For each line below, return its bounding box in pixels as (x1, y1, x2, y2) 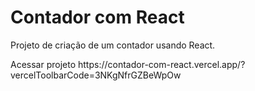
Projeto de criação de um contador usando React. (10, 39, 216, 51)
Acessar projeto (10, 58, 77, 70)
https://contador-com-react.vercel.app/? (78, 58, 246, 70)
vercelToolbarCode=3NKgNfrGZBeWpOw (10, 69, 182, 81)
